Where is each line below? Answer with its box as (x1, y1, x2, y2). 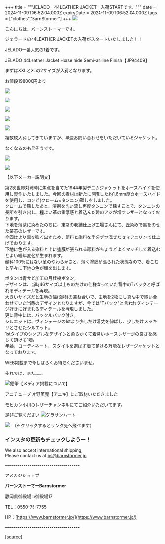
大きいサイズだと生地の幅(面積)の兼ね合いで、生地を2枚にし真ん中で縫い (5, 294, 153, 300)
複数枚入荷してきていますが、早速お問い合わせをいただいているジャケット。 (5, 135, 160, 140)
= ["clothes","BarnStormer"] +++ (5, 16, 71, 21)
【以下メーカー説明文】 (5, 174, 53, 180)
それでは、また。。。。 (5, 370, 46, 376)
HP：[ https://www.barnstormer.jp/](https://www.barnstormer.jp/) (5, 514, 137, 520)
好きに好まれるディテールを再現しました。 (9, 306, 96, 312)
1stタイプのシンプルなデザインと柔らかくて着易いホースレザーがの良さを (5, 331, 153, 337)
